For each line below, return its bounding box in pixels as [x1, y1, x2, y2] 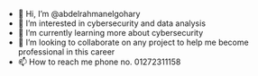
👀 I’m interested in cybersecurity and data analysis [17, 18, 206, 29]
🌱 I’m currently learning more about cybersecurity [17, 28, 204, 38]
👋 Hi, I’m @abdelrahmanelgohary [17, 9, 141, 19]
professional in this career [17, 46, 115, 57]
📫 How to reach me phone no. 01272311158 [17, 56, 181, 67]
